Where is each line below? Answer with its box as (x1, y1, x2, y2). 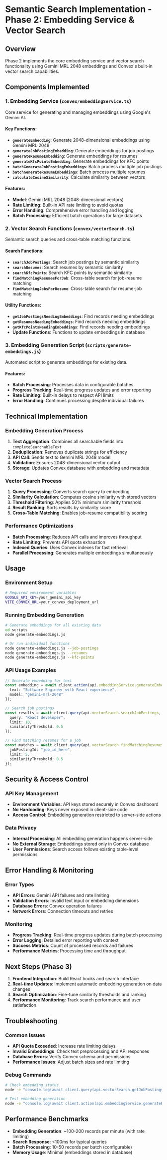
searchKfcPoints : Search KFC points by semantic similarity (12, 270, 133, 276)
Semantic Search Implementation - (5, 3, 152, 15)
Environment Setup (5, 579, 53, 586)
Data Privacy (5, 825, 37, 832)
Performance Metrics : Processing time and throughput (12, 948, 126, 954)
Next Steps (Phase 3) (5, 962, 72, 971)
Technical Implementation (5, 412, 88, 420)
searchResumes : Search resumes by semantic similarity (12, 264, 123, 270)
